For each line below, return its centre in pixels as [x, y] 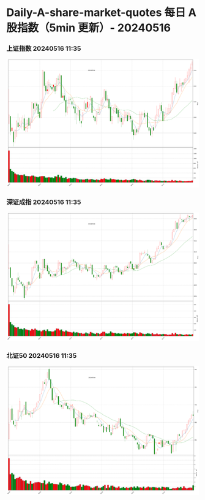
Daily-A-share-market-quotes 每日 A [102, 13]
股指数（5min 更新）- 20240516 [89, 28]
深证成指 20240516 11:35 [44, 202]
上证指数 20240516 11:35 [44, 48]
